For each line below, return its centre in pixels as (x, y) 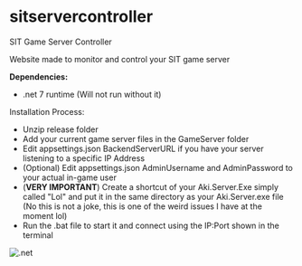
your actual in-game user (70, 177)
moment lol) (45, 215)
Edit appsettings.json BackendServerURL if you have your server (143, 148)
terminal (38, 235)
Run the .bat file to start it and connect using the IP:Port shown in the (151, 225)
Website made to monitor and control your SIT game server (120, 59)
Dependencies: (39, 76)
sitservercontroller (81, 17)
